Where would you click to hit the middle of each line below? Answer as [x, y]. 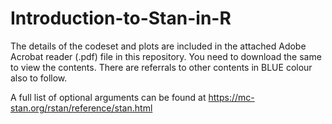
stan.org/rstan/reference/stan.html [81, 108]
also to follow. [39, 78]
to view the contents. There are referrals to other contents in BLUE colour [161, 67]
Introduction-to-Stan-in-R [121, 18]
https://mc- [231, 97]
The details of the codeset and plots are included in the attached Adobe [158, 46]
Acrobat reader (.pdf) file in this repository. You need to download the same [166, 56]
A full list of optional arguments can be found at [108, 97]
